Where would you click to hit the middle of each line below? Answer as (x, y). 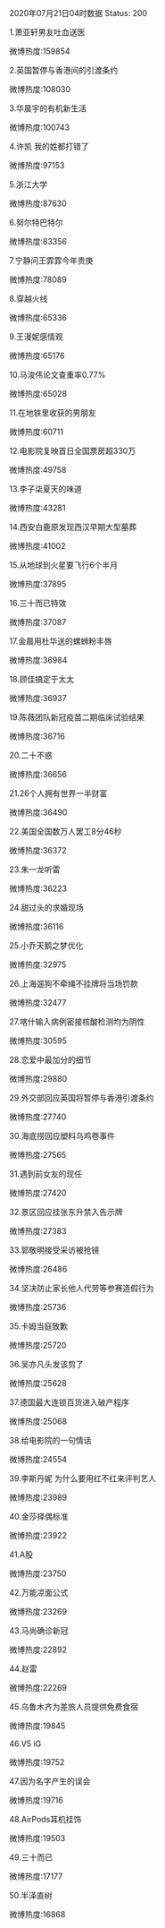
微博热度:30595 (38, 1041)
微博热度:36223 (38, 888)
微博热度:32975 (38, 964)
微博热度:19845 (37, 1726)
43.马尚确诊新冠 (39, 1631)
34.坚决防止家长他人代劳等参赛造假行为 (82, 1288)
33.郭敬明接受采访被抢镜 (54, 1250)
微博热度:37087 (38, 622)
